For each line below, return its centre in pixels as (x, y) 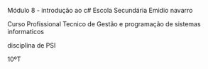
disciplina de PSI (32, 45)
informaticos (26, 32)
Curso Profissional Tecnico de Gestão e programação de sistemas (104, 24)
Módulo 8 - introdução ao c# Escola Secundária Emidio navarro (100, 10)
